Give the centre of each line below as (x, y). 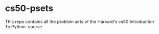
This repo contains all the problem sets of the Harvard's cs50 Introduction (79, 22)
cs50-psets (29, 8)
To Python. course (24, 26)
